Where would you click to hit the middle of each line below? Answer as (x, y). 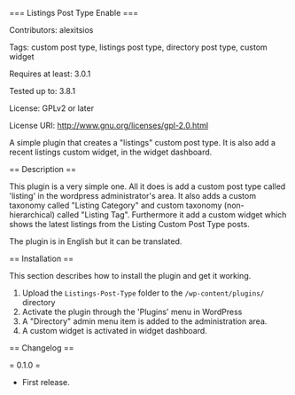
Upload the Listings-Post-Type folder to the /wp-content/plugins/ (143, 293)
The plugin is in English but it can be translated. (96, 241)
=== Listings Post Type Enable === (74, 13)
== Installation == (42, 258)
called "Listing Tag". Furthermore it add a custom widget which (172, 215)
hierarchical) (32, 215)
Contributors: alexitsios (51, 30)
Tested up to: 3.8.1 (43, 91)
